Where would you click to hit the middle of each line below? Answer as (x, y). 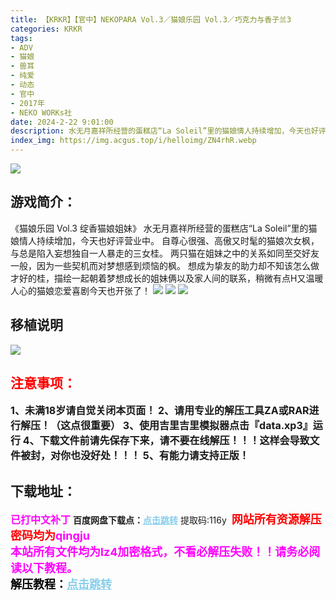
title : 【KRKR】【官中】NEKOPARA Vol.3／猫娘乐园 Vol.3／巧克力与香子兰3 (151, 19)
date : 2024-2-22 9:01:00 (62, 122)
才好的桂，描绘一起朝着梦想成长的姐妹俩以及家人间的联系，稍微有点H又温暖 (167, 278)
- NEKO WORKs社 (41, 112)
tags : (21, 38)
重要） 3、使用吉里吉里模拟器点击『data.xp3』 (201, 426)
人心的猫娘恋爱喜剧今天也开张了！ (80, 290)
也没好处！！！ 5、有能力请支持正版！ (160, 456)
